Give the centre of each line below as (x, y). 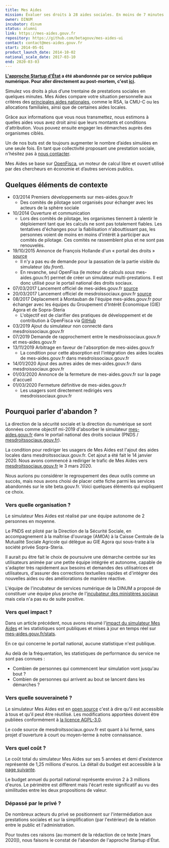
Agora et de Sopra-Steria (39, 310)
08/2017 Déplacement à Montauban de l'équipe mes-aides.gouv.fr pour (87, 299)
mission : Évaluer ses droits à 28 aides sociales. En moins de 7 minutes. (86, 15)
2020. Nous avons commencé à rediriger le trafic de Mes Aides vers (76, 460)
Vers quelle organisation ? (38, 505)
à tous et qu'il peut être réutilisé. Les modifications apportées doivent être (82, 714)
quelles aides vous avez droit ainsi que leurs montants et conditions (76, 122)
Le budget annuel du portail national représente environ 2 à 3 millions (78, 780)
